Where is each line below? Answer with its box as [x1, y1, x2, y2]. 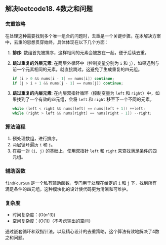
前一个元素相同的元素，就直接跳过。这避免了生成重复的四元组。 [12, 66, 142, 72]
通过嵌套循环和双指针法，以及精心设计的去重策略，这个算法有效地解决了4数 [5, 229, 160, 235]
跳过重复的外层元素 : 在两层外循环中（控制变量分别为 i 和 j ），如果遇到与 [12, 60, 160, 66]
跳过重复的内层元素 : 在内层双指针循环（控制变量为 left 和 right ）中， [12, 90, 156, 96]
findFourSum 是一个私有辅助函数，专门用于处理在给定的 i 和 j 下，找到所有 [5, 180, 157, 186]
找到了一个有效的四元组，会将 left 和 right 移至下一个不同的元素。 [16, 96, 154, 102]
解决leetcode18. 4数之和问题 [5, 4, 93, 13]
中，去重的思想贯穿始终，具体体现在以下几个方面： [5, 39, 109, 45]
